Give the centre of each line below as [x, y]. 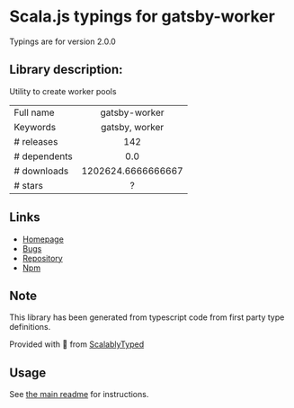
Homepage [43, 239]
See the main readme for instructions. [79, 395]
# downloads [41, 171]
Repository [42, 258]
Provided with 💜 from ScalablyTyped [77, 344]
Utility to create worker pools [63, 91]
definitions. [30, 327]
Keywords [35, 127]
